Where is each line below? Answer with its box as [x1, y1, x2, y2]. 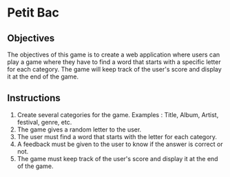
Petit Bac [7, 5, 60, 21]
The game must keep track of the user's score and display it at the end [17, 154, 218, 163]
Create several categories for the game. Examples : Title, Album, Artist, [17, 110, 219, 118]
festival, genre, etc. [17, 118, 72, 126]
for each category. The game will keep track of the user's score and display [7, 65, 222, 73]
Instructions [7, 92, 61, 104]
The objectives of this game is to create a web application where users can [7, 50, 220, 59]
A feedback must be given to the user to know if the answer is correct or [17, 140, 223, 148]
